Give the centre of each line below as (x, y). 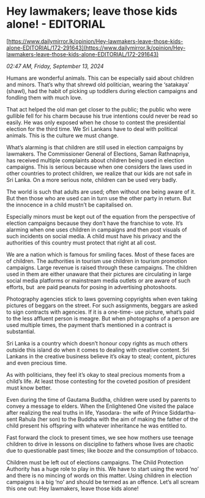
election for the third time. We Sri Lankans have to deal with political (92, 129)
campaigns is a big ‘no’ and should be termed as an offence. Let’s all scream (103, 481)
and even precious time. (37, 363)
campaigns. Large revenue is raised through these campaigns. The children (102, 267)
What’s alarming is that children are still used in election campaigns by (95, 147)
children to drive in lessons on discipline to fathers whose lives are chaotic (100, 444)
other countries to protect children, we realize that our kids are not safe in (99, 173)
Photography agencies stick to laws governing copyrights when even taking (102, 299)
